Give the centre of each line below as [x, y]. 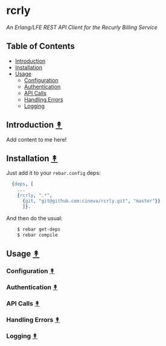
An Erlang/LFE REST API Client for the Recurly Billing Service [82, 27]
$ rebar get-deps [39, 229]
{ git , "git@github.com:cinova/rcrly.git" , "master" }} [91, 201]
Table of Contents [41, 46]
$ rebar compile [38, 235]
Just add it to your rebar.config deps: [53, 173]
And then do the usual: [34, 218]
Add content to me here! [37, 139]
